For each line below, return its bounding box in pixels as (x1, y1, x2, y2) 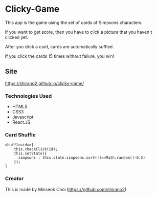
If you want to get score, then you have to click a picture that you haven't (5, 29, 153, 35)
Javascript (12, 114, 34, 120)
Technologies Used (5, 92, 52, 99)
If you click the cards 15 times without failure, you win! (5, 53, 114, 59)
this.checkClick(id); (14, 147, 58, 152)
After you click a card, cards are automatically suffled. (5, 44, 114, 49)
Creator (5, 175, 24, 182)
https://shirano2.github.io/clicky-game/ (5, 80, 84, 86)
